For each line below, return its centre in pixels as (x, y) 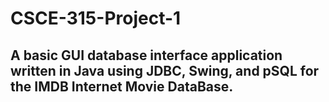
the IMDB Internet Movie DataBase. (122, 86)
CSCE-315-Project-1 (96, 18)
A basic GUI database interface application (146, 55)
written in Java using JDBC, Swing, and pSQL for (165, 70)
